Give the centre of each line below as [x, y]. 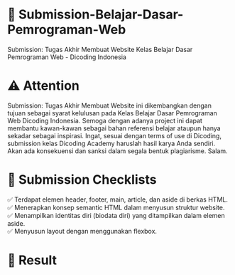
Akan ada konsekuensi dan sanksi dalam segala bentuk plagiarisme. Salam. [118, 151]
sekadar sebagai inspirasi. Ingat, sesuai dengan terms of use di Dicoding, [115, 135]
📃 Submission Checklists [82, 180]
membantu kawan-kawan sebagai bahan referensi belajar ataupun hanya [114, 128]
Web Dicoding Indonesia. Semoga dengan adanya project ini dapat [105, 120]
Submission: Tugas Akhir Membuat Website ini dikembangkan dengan [109, 105]
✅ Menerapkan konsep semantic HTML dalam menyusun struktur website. [116, 207]
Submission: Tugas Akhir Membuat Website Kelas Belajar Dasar [100, 49]
